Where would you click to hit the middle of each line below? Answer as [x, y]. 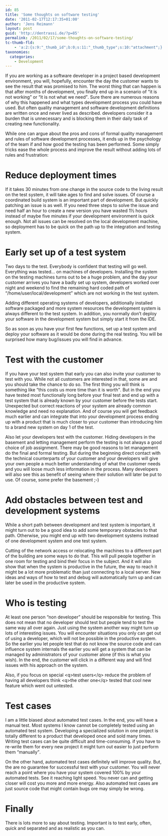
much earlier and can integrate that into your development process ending [82, 416]
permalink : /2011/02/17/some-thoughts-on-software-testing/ [69, 38]
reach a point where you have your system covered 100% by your [73, 772]
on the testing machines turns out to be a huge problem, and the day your [81, 277]
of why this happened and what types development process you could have [83, 102]
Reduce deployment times [61, 176]
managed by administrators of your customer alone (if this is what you [78, 654]
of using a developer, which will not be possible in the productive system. [81, 638]
